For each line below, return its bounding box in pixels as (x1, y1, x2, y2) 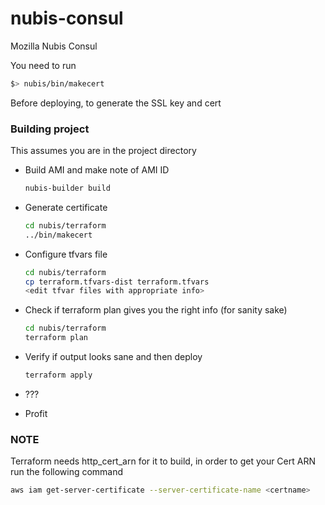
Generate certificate (24, 201, 108, 213)
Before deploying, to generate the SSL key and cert (10, 97, 222, 109)
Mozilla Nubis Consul (10, 40, 98, 52)
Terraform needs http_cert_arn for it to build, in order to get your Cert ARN (10, 455, 316, 467)
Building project (10, 122, 90, 136)
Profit (24, 407, 48, 419)
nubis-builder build (24, 183, 111, 194)
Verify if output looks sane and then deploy (24, 351, 203, 363)
